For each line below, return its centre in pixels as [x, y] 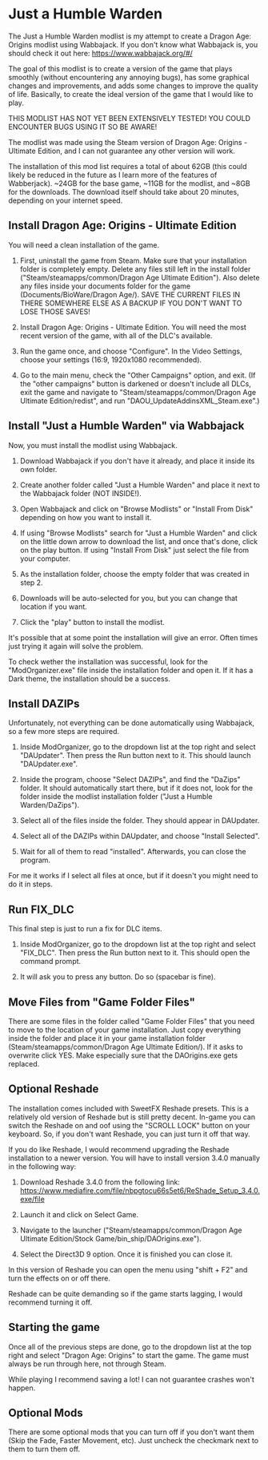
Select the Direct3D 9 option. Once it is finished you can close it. [126, 1254]
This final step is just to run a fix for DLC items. [85, 929]
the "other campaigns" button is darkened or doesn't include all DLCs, [136, 383]
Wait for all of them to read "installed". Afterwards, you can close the [133, 852]
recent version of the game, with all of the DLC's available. [116, 335]
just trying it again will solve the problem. [76, 646]
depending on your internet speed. [66, 200]
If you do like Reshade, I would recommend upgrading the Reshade [119, 1149]
